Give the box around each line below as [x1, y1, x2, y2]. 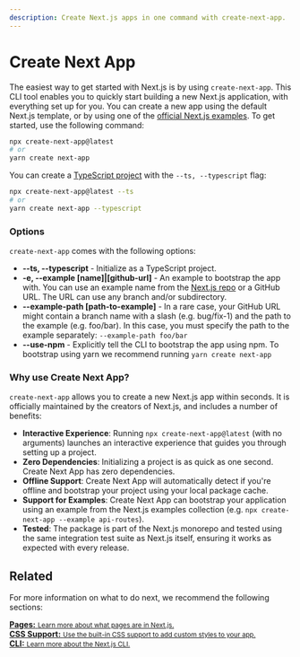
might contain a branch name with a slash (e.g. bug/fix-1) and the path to [21, 311, 291, 321]
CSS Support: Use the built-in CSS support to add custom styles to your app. [9, 629, 256, 640]
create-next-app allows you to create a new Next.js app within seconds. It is [9, 391, 290, 402]
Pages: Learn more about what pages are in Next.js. [9, 619, 175, 630]
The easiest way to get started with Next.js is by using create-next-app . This [9, 82, 292, 92]
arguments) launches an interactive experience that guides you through [21, 437, 287, 449]
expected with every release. [21, 542, 130, 553]
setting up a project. [21, 447, 97, 458]
